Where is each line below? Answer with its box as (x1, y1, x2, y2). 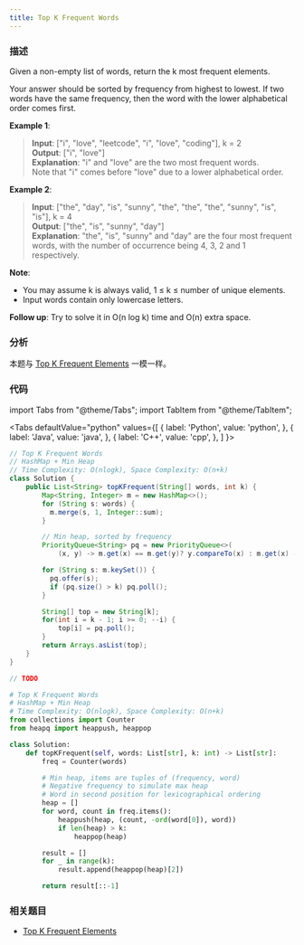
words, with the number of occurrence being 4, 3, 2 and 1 (31, 240, 246, 250)
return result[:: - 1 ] (42, 882, 119, 891)
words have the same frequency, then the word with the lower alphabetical (9, 92, 288, 104)
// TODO (9, 674, 39, 683)
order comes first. (9, 102, 77, 113)
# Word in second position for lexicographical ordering (42, 790, 261, 799)
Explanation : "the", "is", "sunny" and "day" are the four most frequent (31, 230, 292, 241)
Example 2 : (9, 184, 52, 194)
